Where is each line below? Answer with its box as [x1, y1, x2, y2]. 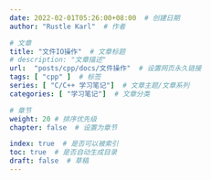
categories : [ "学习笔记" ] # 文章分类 [9, 89, 151, 99]
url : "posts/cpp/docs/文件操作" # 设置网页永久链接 [9, 64, 203, 73]
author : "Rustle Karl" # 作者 [9, 22, 126, 31]
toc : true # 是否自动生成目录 [9, 148, 118, 157]
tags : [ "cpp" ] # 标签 [9, 72, 101, 82]
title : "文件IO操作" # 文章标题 [9, 47, 126, 56]
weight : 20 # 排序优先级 [9, 114, 98, 123]
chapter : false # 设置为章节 [9, 122, 118, 132]
